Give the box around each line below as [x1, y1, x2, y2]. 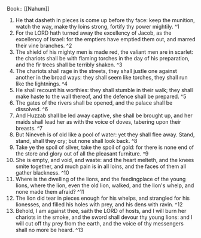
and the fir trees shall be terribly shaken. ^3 [15, 61, 123, 68]
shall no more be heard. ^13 [15, 227, 84, 233]
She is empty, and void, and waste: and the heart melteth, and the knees [15, 157, 194, 163]
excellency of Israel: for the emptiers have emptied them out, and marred [15, 36, 196, 42]
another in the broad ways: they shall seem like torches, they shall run [15, 74, 188, 81]
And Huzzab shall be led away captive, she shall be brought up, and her [15, 112, 193, 119]
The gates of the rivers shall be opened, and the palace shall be [15, 99, 173, 106]
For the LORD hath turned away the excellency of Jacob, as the [15, 29, 172, 36]
